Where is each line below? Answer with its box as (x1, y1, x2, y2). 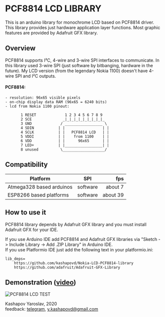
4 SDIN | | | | (20, 125, 110, 130)
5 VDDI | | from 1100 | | (20, 134, 110, 139)
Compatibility (5, 160, 48, 169)
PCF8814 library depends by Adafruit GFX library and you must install (5, 221, 147, 227)
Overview (5, 44, 36, 52)
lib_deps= (5, 256, 26, 261)
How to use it (5, 208, 46, 217)
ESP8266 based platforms (7, 191, 69, 198)
